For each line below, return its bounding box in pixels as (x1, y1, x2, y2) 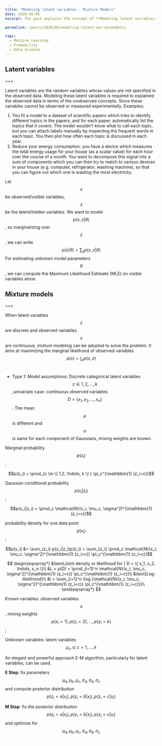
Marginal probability (5, 445, 45, 451)
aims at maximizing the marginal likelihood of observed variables (5, 348, 134, 354)
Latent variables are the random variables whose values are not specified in (5, 87, 156, 93)
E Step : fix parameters (5, 669, 50, 675)
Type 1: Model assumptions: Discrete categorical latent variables (12, 373, 141, 379)
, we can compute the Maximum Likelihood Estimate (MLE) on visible (5, 271, 142, 277)
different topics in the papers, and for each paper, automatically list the (12, 118, 154, 123)
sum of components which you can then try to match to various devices (12, 159, 156, 165)
